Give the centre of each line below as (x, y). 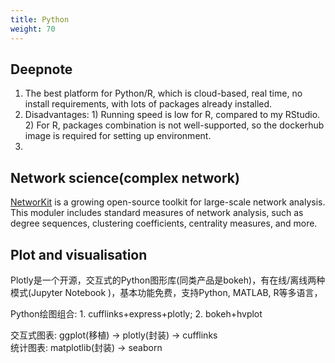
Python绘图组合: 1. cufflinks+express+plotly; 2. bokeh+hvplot (136, 313)
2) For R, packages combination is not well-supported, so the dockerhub (174, 125)
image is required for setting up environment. (118, 136)
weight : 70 (33, 29)
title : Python (40, 19)
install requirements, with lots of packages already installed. (148, 104)
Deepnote (41, 69)
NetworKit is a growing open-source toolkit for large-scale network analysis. (168, 202)
